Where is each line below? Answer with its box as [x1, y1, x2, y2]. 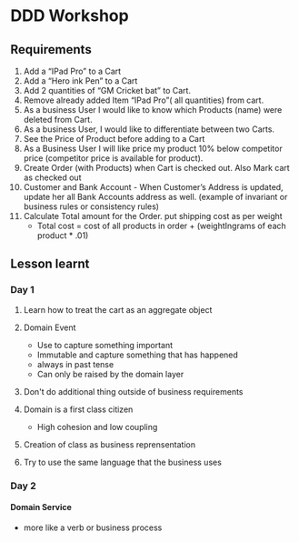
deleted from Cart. [23, 115, 94, 125]
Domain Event [23, 322, 76, 333]
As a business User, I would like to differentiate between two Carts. [23, 124, 275, 135]
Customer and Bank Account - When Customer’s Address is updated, [23, 182, 284, 192]
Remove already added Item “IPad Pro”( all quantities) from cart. [23, 95, 264, 105]
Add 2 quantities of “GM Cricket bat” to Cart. [23, 85, 192, 95]
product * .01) [36, 230, 89, 241]
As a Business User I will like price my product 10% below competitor [23, 143, 283, 154]
